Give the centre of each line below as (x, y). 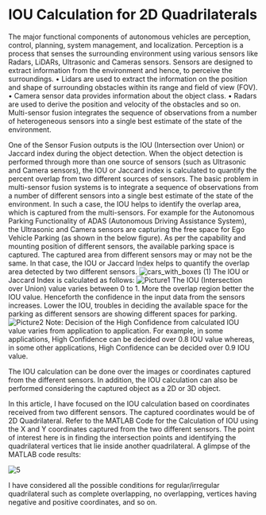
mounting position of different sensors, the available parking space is (121, 246)
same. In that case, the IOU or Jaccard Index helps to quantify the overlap (129, 263)
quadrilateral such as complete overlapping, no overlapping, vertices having (133, 494)
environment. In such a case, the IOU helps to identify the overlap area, (125, 203)
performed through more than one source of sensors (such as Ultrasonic (127, 161)
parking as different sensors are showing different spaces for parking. (123, 314)
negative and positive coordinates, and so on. (83, 501)
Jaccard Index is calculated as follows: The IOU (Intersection (125, 280)
